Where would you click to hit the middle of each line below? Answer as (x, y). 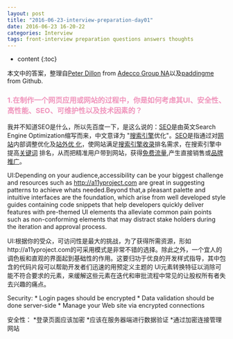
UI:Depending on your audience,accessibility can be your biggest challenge (115, 175)
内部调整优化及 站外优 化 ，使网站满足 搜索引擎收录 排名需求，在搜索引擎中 (118, 144)
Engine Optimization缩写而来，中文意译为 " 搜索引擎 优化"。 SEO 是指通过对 (113, 136)
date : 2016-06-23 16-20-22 (46, 26)
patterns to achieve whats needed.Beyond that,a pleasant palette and (106, 190)
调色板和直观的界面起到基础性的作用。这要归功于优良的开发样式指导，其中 (113, 258)
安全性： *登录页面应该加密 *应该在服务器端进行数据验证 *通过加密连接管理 (114, 320)
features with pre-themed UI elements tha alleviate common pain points (110, 212)
